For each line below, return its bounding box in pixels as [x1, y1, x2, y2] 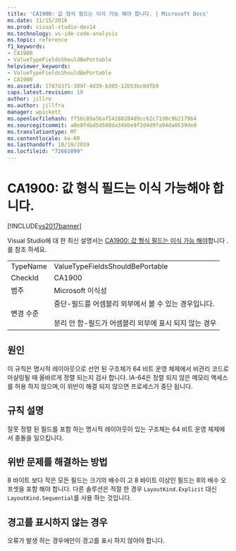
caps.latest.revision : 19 [7, 89, 83, 96]
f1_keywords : [7, 43, 46, 50]
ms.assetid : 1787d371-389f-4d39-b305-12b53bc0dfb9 [7, 82, 159, 89]
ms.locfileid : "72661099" [7, 148, 83, 155]
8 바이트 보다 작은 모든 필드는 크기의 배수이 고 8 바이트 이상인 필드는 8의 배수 [7, 476, 220, 485]
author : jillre [7, 96, 52, 103]
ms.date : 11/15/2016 [7, 17, 68, 24]
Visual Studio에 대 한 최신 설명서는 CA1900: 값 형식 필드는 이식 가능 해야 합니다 [7, 236, 225, 244]
